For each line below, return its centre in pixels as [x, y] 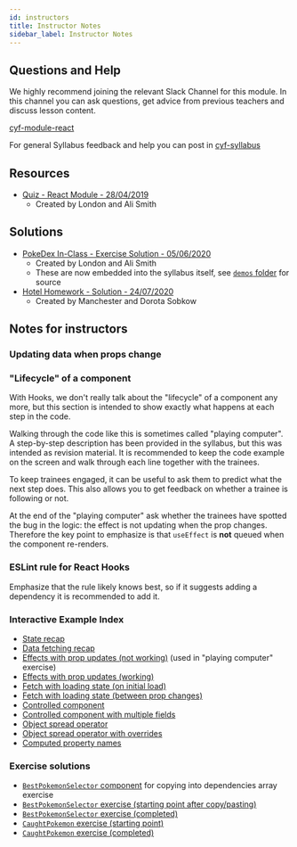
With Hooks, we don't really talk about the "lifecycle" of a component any [144, 398]
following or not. [39, 498]
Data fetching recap [58, 648]
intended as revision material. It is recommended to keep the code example [147, 453]
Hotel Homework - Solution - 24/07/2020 [98, 292]
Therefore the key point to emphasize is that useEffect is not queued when [147, 535]
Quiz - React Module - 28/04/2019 [85, 194]
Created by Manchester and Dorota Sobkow [116, 300]
